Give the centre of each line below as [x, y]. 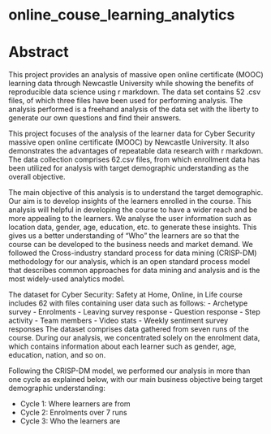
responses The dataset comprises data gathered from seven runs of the [129, 329]
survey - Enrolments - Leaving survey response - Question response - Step [135, 312]
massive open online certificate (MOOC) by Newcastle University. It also [129, 142]
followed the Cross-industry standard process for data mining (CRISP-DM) [133, 253]
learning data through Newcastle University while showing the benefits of [131, 84]
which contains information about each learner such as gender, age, [123, 346]
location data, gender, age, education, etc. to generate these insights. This [133, 227]
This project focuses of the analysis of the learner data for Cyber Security [132, 134]
